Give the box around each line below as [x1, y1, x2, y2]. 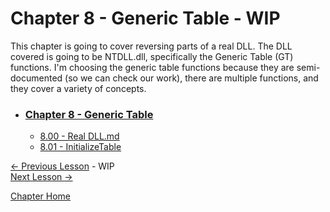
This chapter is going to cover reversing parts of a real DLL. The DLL [10, 40, 293, 52]
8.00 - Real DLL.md [39, 130, 120, 142]
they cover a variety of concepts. [10, 82, 147, 94]
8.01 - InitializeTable [39, 141, 122, 153]
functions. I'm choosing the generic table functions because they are [10, 61, 295, 73]
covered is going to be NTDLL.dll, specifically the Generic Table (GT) [10, 50, 294, 62]
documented [10, 72, 63, 84]
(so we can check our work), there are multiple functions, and [64, 72, 319, 84]
